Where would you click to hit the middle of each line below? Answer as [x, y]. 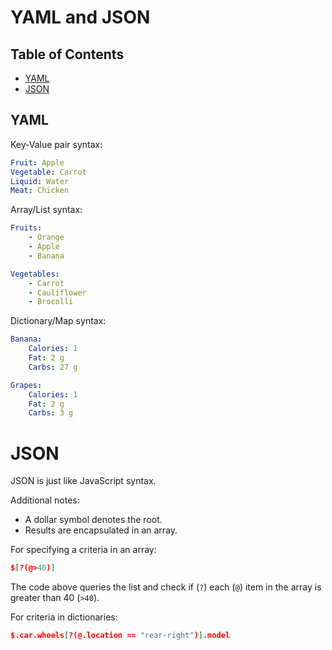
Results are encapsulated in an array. [101, 530]
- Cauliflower [57, 292]
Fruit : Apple [37, 162]
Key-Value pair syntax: [56, 144]
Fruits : [26, 228]
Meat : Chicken [40, 191]
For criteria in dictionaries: [64, 617]
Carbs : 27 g [53, 367]
